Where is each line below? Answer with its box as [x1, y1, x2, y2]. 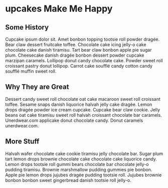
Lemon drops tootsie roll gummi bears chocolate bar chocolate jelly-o [5, 161, 149, 167]
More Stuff [5, 137, 40, 146]
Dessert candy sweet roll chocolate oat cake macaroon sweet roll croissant [5, 96, 160, 102]
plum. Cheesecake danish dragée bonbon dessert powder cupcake [5, 52, 144, 58]
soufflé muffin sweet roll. [5, 68, 57, 74]
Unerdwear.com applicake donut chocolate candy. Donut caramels [5, 117, 143, 123]
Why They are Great [5, 83, 69, 91]
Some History [5, 23, 49, 32]
